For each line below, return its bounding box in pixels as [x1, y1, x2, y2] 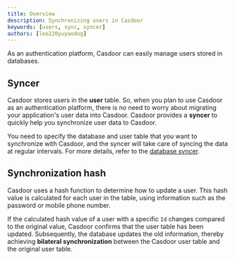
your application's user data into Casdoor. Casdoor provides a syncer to [7, 111, 217, 120]
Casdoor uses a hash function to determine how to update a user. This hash [7, 186, 228, 194]
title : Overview [7, 10, 55, 18]
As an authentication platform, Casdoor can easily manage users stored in [7, 49, 223, 58]
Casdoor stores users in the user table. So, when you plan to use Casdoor [7, 96, 223, 104]
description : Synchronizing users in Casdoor [7, 17, 143, 24]
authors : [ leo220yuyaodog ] [7, 30, 87, 37]
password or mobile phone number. [7, 201, 111, 209]
